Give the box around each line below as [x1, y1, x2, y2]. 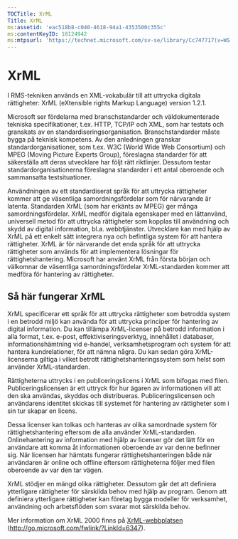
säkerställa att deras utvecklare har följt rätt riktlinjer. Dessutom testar [7, 158, 211, 167]
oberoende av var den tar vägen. [7, 466, 104, 474]
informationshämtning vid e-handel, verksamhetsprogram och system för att [7, 340, 231, 348]
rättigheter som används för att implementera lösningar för [7, 247, 179, 256]
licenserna [7, 355, 38, 363]
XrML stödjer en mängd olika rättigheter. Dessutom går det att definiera [7, 479, 217, 488]
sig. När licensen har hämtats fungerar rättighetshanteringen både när [7, 450, 213, 459]
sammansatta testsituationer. [7, 173, 92, 182]
